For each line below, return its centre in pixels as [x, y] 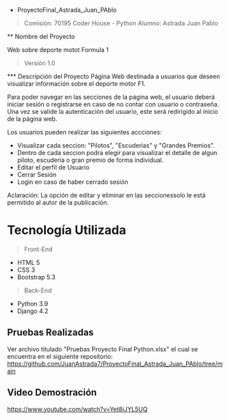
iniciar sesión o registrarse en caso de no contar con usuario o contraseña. [113, 104]
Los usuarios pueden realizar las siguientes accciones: [85, 132]
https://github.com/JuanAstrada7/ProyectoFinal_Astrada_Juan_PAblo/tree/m [115, 364]
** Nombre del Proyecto [41, 36]
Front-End [38, 249]
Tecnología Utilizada [67, 230]
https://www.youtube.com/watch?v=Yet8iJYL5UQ [77, 409]
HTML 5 [28, 262]
